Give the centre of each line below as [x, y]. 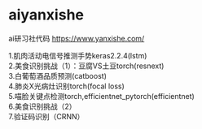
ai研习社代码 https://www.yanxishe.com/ [77, 38]
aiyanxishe [46, 15]
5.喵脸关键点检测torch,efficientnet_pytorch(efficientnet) [102, 96]
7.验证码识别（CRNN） [46, 116]
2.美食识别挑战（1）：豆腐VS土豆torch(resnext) [86, 66]
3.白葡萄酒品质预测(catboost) [58, 75]
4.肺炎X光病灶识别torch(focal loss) [66, 86]
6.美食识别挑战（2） [42, 106]
